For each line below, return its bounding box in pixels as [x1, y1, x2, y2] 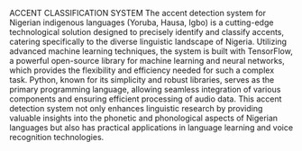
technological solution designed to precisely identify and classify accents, [9, 27, 285, 37]
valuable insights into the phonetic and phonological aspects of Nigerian [9, 112, 278, 123]
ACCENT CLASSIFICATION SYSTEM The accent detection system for [9, 8, 266, 18]
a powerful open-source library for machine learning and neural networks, [9, 56, 286, 66]
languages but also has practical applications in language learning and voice [9, 122, 294, 133]
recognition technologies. [9, 132, 105, 142]
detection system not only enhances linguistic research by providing [9, 103, 263, 113]
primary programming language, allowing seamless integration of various [9, 84, 281, 94]
